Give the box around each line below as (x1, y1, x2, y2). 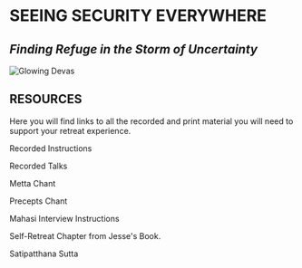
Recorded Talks (9, 160, 68, 171)
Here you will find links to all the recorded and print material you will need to (9, 115, 294, 127)
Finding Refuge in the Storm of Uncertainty (9, 42, 258, 57)
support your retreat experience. (9, 125, 132, 136)
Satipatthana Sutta (9, 248, 79, 259)
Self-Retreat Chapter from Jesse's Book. (9, 230, 161, 241)
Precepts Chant (9, 196, 68, 206)
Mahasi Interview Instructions (9, 213, 120, 224)
